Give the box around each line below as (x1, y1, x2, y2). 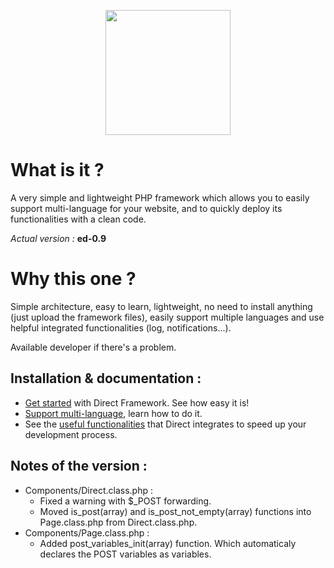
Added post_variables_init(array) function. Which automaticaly (39, 537, 297, 549)
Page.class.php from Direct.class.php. (39, 516, 198, 528)
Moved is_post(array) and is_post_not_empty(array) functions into (39, 505, 312, 517)
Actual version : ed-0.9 (10, 232, 107, 244)
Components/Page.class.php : (24, 526, 150, 539)
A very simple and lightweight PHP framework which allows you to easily (10, 191, 310, 204)
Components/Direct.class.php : (24, 484, 153, 496)
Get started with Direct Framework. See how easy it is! (24, 396, 250, 409)
